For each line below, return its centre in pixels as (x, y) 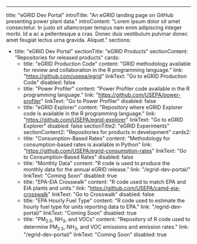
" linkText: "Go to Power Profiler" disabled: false (98, 101)
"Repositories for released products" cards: (67, 57)
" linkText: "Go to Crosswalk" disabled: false (101, 194)
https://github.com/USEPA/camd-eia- (135, 188)
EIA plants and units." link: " (57, 188)
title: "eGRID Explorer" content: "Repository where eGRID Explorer (103, 107)
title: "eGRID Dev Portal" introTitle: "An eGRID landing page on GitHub (90, 15)
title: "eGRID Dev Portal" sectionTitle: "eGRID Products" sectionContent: (101, 51)
